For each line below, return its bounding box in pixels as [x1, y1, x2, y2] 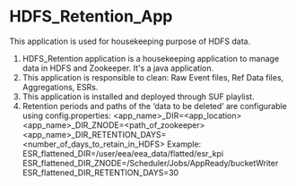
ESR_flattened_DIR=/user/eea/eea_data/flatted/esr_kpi [22, 148, 224, 158]
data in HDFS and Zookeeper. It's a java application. [22, 63, 213, 73]
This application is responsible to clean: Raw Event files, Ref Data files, [22, 72, 284, 82]
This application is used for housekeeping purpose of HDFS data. [9, 36, 251, 46]
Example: [167, 139, 202, 149]
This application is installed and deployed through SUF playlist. [22, 91, 255, 102]
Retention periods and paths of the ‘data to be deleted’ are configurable [22, 100, 287, 111]
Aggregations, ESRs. [22, 81, 99, 92]
